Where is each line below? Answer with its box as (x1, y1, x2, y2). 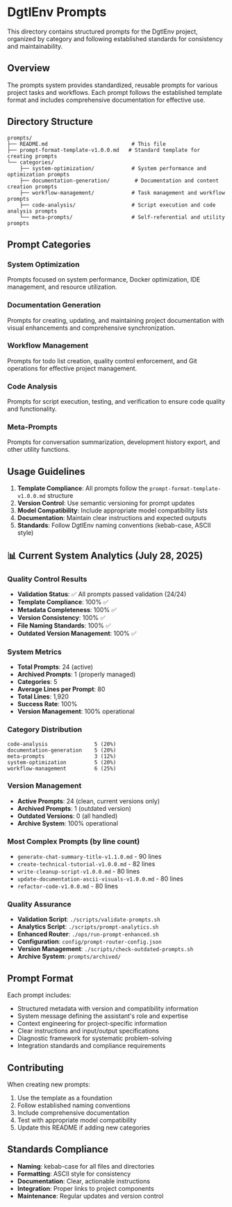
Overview (7, 62, 51, 74)
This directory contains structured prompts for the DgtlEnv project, (7, 27, 198, 36)
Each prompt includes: (7, 991, 72, 999)
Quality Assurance (7, 899, 72, 909)
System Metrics (7, 646, 63, 656)
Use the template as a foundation (17, 1094, 113, 1102)
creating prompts (7, 153, 58, 160)
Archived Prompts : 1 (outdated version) (17, 804, 132, 812)
